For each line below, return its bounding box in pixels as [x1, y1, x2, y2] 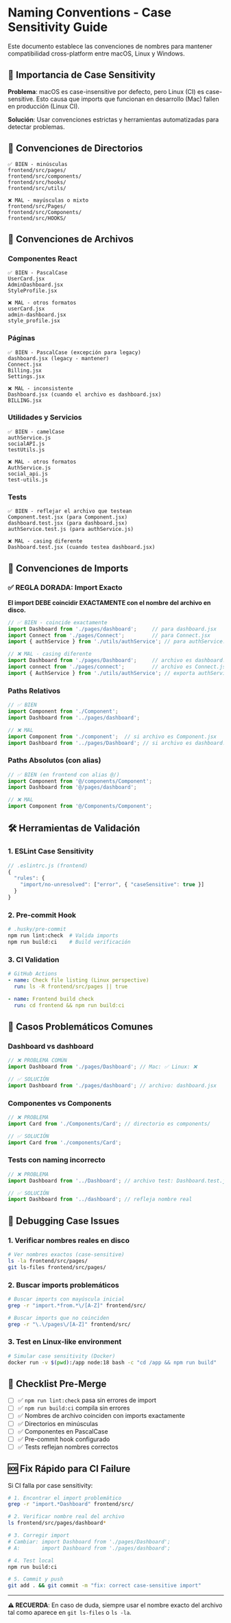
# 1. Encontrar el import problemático [8, 1494, 122, 1502]
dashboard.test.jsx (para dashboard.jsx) [8, 520, 128, 527]
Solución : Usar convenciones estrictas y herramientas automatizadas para [8, 115, 219, 123]
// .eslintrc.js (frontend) [8, 862, 88, 869]
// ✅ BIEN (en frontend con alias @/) [8, 771, 120, 778]
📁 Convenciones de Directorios [8, 143, 143, 154]
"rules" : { [14, 875, 45, 882]
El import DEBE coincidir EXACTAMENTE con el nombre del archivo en [8, 598, 211, 606]
